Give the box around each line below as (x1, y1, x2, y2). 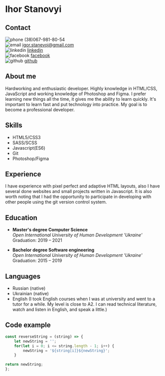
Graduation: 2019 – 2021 (12, 237, 62, 243)
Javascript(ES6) (12, 145, 46, 151)
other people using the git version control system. (5, 199, 107, 205)
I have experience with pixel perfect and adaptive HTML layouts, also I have (5, 183, 160, 189)
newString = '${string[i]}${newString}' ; (23, 348, 110, 353)
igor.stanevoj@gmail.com (22, 42, 74, 48)
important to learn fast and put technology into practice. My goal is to (5, 101, 148, 107)
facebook (30, 52, 50, 58)
